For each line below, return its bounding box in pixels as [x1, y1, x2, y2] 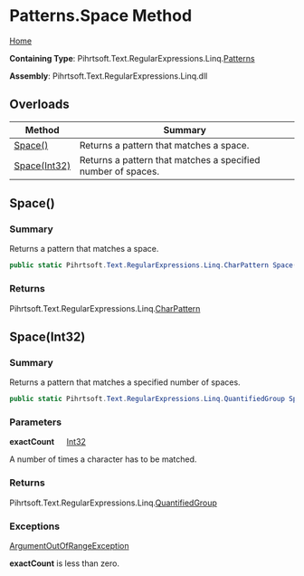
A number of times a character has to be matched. [9, 454, 197, 465]
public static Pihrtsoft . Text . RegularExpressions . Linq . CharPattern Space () [9, 261, 301, 270]
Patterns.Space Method [9, 5, 193, 26]
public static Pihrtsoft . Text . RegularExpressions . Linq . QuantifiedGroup [9, 395, 285, 404]
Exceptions [9, 520, 61, 533]
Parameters [9, 416, 62, 428]
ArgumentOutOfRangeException [9, 541, 129, 552]
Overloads [9, 97, 70, 112]
